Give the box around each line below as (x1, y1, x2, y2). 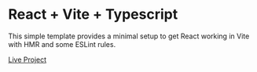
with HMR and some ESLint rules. (8, 39, 116, 49)
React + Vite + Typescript (8, 5, 178, 23)
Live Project (8, 55, 47, 64)
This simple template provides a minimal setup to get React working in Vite (8, 31, 250, 41)
